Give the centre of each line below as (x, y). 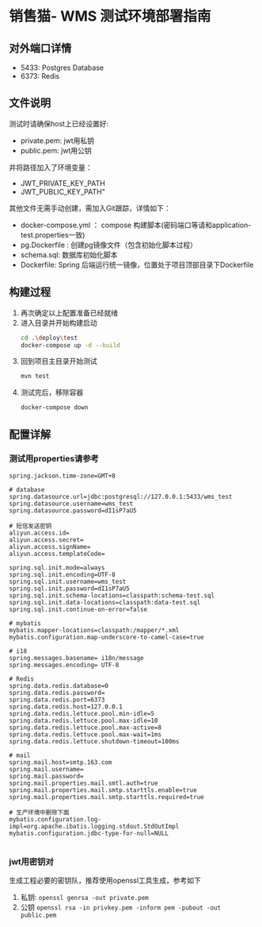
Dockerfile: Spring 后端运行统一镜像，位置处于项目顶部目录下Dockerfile (137, 265)
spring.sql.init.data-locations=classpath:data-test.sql (105, 602)
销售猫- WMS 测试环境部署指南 (110, 16)
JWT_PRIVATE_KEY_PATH (63, 183)
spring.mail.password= (46, 776)
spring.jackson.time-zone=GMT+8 (62, 476)
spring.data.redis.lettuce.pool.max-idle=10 (84, 720)
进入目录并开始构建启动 (59, 323)
